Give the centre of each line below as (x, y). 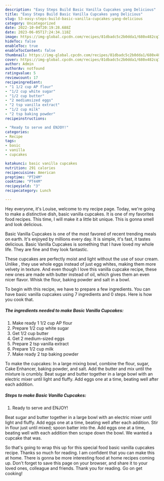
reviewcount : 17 (21, 78)
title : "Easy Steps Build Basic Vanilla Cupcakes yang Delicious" (74, 14)
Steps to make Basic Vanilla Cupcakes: (46, 396)
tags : (10, 141)
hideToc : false (20, 42)
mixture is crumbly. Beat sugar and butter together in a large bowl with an (79, 374)
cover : (12, 60)
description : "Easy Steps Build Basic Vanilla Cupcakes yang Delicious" (81, 10)
